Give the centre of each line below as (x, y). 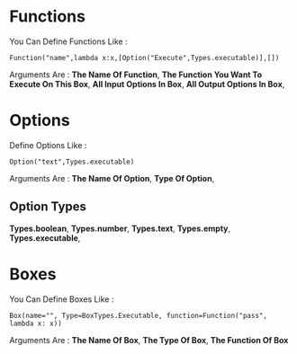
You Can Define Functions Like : (68, 41)
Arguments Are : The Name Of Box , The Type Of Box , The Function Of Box (149, 340)
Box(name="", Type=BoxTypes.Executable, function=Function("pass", (139, 315)
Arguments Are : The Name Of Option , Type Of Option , (112, 178)
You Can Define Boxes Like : (62, 299)
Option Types (48, 207)
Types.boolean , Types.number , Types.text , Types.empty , (120, 228)
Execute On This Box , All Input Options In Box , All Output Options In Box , (147, 84)
